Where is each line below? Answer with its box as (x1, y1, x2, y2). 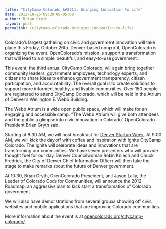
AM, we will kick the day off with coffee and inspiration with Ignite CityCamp (5, 137, 161, 143)
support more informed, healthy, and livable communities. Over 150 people (5, 86, 158, 92)
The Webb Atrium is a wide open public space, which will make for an (5, 106, 147, 112)
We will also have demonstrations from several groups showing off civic (5, 198, 152, 204)
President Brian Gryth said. (5, 122, 60, 128)
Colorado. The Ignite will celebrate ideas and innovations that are (5, 142, 138, 148)
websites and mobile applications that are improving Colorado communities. (5, 204, 160, 210)
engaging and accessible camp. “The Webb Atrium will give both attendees (5, 111, 159, 117)
